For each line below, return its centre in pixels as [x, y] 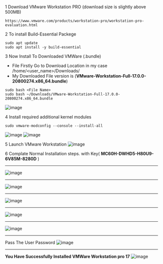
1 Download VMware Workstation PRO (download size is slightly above [76, 7]
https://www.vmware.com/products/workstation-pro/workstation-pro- [75, 21]
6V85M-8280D [21, 159]
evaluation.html [21, 25]
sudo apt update [21, 43]
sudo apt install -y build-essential [43, 47]
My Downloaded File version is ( [44, 76]
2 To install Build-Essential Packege [41, 34]
